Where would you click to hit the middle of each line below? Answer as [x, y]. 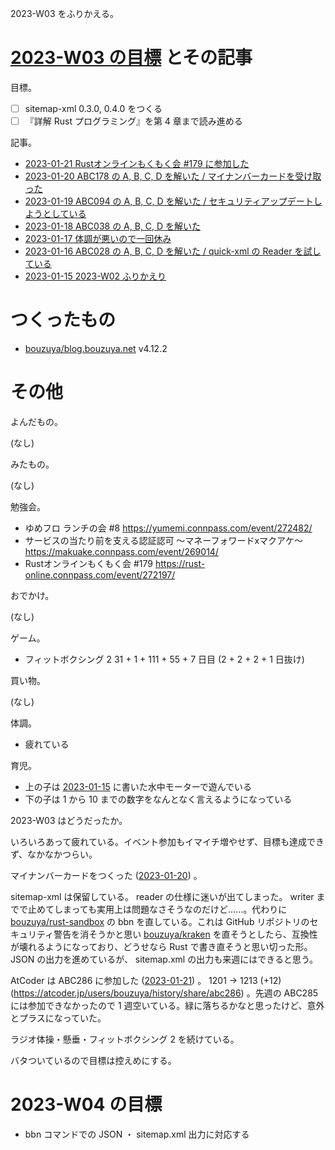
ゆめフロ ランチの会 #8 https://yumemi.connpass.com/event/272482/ [168, 528]
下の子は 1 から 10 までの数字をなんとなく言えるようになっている [158, 799]
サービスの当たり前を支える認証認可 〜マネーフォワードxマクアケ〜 [164, 540]
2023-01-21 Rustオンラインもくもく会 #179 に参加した [137, 164]
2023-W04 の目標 [86, 1104]
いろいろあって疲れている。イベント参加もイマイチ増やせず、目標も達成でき [167, 841]
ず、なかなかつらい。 [54, 854]
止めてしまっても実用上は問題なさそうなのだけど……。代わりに [157, 909]
